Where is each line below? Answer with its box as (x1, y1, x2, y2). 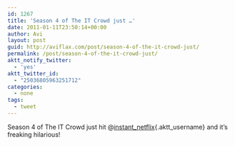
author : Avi (7, 30, 43, 38)
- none (14, 90, 34, 97)
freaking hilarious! (7, 130, 61, 139)
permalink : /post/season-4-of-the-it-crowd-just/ (7, 51, 159, 58)
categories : (7, 83, 43, 90)
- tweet (14, 103, 37, 110)
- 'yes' (14, 63, 37, 71)
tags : (7, 97, 24, 104)
